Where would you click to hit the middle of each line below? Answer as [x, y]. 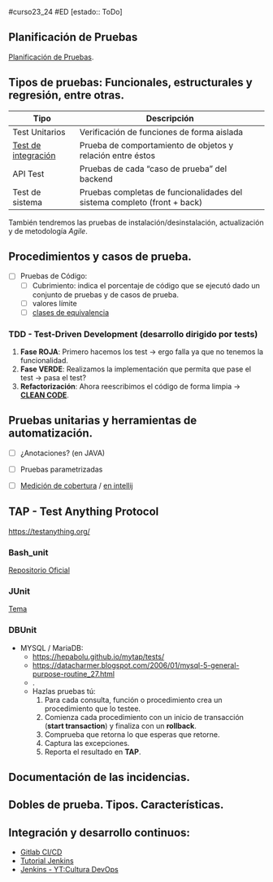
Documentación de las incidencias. [100, 777]
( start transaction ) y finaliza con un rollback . [120, 726]
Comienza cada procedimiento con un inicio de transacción [144, 717]
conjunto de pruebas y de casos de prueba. [105, 294]
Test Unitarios [39, 132]
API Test [28, 173]
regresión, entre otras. [66, 96]
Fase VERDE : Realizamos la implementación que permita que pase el [136, 369]
